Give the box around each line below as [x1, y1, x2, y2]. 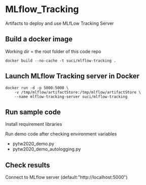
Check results [5, 161, 51, 169]
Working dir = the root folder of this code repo [5, 48, 102, 54]
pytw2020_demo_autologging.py [12, 146, 81, 152]
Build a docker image [5, 35, 73, 43]
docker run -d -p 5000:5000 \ [5, 85, 69, 90]
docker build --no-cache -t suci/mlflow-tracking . [5, 58, 116, 63]
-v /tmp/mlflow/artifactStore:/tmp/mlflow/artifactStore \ [14, 89, 141, 95]
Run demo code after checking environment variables [5, 131, 117, 137]
